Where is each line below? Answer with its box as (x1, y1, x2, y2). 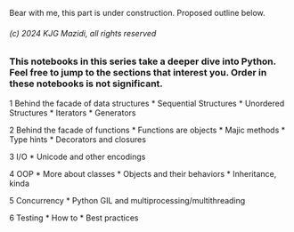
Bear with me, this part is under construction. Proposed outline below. (9, 8, 265, 18)
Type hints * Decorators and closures (9, 133, 147, 145)
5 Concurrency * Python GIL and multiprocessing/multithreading (9, 195, 246, 205)
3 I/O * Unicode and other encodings (9, 151, 146, 162)
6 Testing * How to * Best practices (9, 212, 139, 223)
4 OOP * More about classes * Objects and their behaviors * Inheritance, (9, 168, 277, 179)
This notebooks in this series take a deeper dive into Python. (9, 55, 276, 68)
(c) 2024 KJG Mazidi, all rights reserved (9, 28, 157, 38)
